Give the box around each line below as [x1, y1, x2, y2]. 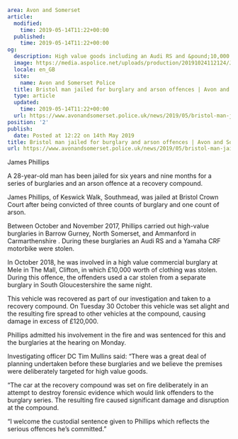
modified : [13, 20, 42, 27]
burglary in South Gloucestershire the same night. [7, 281, 152, 289]
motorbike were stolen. [7, 245, 75, 253]
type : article [13, 92, 55, 99]
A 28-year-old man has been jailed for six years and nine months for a [7, 172, 212, 180]
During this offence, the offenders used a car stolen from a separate [7, 273, 207, 282]
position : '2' [7, 118, 50, 126]
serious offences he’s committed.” [7, 425, 107, 433]
